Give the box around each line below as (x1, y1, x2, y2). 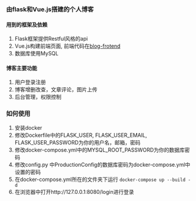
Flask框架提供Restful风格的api (14, 35, 88, 42)
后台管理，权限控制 (14, 93, 62, 101)
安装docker (14, 124, 42, 131)
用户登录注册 (14, 78, 46, 86)
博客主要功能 (6, 64, 37, 71)
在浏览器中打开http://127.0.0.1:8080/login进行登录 (14, 188, 134, 195)
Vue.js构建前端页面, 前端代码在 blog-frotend (14, 42, 121, 50)
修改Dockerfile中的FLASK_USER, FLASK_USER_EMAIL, (14, 131, 147, 139)
